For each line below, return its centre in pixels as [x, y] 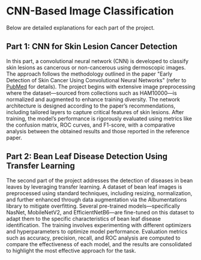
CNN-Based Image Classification [90, 11]
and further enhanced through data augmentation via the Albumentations [97, 199]
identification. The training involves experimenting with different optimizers [99, 225]
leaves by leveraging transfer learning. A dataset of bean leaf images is [94, 187]
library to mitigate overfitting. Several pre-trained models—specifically [93, 206]
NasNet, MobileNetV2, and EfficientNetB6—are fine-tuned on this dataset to [100, 212]
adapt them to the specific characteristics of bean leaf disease [83, 219]
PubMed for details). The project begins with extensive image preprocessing [101, 86]
